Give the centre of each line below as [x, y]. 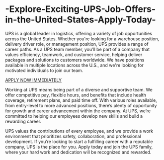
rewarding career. [23, 121]
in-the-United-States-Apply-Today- [81, 20]
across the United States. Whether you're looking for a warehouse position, [82, 39]
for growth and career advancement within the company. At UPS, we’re [78, 111]
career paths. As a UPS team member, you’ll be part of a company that [78, 49]
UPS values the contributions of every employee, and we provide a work [79, 131]
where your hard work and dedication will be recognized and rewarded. [78, 152]
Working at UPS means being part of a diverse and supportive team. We [79, 89]
